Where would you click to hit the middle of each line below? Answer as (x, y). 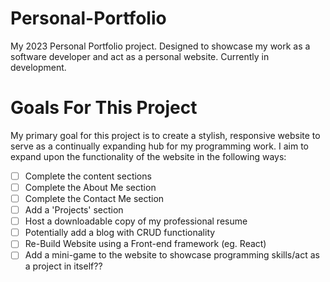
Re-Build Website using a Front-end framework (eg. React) (145, 244)
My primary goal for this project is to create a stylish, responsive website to (165, 135)
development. (38, 67)
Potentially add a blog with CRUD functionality (120, 233)
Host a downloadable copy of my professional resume (136, 221)
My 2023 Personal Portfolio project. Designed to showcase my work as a (160, 46)
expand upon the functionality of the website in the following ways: (148, 156)
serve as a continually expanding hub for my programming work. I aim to (159, 146)
